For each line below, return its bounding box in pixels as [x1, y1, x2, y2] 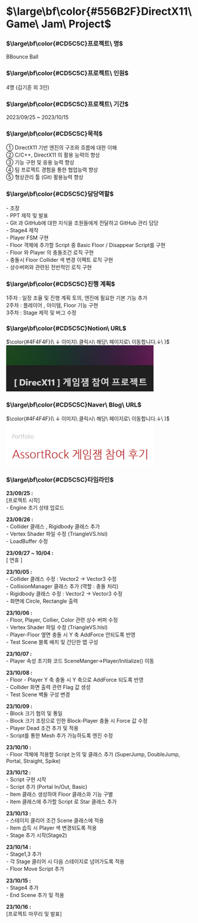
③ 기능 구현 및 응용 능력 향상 [6, 159, 75, 166]
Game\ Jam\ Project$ [6, 17, 111, 31]
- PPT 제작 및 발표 [6, 212, 48, 219]
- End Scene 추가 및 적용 [6, 891, 65, 898]
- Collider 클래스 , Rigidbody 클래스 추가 [6, 522, 100, 530]
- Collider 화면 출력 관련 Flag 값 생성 [6, 683, 91, 690]
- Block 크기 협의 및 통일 [6, 710, 63, 717]
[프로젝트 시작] [6, 496, 40, 503]
